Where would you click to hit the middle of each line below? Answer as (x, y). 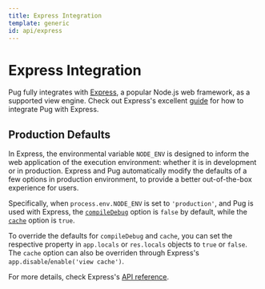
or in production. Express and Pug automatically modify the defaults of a (128, 171)
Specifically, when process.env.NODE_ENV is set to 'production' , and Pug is (131, 203)
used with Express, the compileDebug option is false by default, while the (128, 212)
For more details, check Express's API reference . (89, 277)
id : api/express (35, 30)
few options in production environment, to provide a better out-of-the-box (130, 179)
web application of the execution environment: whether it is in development (132, 163)
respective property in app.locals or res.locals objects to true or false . (128, 244)
